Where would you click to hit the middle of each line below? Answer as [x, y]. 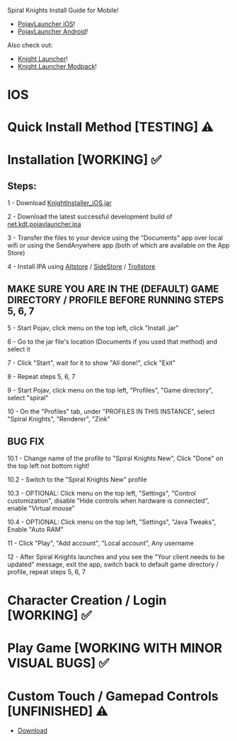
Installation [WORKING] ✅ [85, 159]
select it [19, 349]
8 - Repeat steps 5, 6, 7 [41, 377]
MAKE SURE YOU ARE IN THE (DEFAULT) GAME [113, 289]
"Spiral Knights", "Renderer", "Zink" [59, 419]
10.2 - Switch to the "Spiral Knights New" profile [77, 479]
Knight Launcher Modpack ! [57, 66]
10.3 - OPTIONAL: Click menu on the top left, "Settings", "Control [102, 493]
